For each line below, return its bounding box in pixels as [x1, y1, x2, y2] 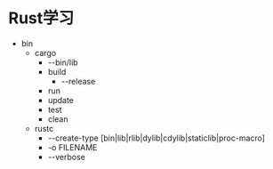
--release [60, 76, 96, 86]
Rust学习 [8, 8, 75, 28]
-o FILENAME [47, 141, 98, 152]
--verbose [47, 151, 86, 162]
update [47, 94, 75, 105]
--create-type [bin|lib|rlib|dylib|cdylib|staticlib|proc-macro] [47, 133, 266, 143]
